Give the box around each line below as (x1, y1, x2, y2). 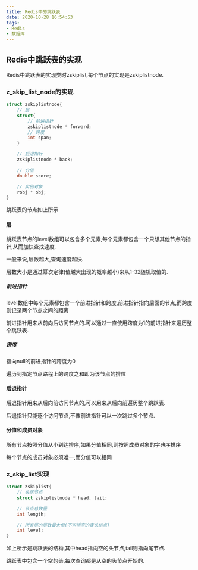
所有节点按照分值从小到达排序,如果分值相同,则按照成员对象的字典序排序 (6, 441, 181, 448)
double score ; (17, 173, 52, 179)
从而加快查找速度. (12, 242, 56, 250)
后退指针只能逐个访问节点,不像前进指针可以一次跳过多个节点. (6, 412, 156, 419)
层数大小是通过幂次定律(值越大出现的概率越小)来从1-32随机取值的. (6, 268, 168, 275)
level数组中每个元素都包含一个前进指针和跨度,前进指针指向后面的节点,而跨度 (6, 299, 193, 306)
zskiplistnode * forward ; (27, 123, 92, 130)
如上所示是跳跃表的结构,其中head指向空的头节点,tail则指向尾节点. (6, 544, 166, 552)
